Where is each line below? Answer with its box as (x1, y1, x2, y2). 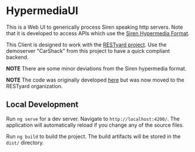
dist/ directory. (6, 139, 44, 146)
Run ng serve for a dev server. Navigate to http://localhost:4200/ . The (6, 115, 180, 122)
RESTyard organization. (6, 82, 63, 89)
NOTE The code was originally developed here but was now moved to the (6, 76, 185, 83)
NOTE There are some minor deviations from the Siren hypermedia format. (6, 65, 187, 72)
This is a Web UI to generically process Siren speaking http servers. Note (6, 23, 183, 31)
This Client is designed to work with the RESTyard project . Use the (6, 41, 167, 48)
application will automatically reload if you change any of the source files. (6, 121, 184, 129)
